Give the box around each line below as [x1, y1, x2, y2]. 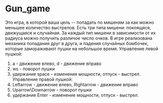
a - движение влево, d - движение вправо [12, 60, 102, 66]
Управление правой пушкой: [12, 76, 73, 82]
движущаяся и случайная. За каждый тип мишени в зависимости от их [5, 30, 156, 36]
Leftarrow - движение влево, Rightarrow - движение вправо [12, 81, 138, 87]
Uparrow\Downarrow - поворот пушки [12, 87, 92, 93]
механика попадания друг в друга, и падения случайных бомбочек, [5, 40, 149, 46]
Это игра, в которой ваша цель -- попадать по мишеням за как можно [5, 19, 154, 25]
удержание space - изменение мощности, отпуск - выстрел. [12, 71, 141, 77]
